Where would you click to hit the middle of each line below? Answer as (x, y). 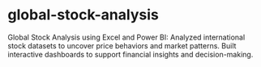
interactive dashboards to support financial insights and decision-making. (130, 54)
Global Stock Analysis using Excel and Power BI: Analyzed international (126, 37)
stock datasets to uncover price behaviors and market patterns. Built (122, 45)
